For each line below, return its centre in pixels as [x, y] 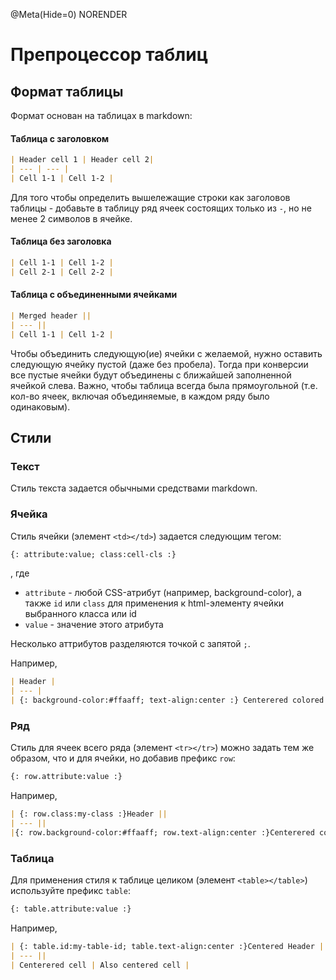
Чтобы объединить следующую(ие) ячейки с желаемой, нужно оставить [166, 353]
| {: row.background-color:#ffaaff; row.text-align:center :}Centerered [162, 833]
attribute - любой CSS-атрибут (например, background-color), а [163, 593]
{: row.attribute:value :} [66, 777]
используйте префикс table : [70, 891]
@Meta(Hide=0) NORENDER [69, 14]
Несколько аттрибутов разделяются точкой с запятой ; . [130, 644]
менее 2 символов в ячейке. [71, 218]
